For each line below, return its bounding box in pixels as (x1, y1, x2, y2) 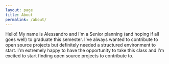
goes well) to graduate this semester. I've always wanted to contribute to (5, 36, 158, 42)
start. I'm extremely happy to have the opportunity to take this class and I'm (5, 47, 164, 54)
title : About (5, 12, 33, 17)
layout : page (5, 7, 33, 13)
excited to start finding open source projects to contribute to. (5, 53, 134, 59)
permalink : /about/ (5, 17, 47, 22)
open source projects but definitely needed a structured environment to (5, 42, 156, 48)
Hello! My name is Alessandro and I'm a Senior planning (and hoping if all (5, 31, 159, 37)
